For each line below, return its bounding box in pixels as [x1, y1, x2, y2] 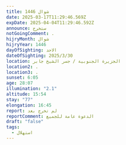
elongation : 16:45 [6, 102, 52, 108]
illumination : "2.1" [6, 86, 58, 92]
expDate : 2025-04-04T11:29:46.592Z [6, 20, 94, 25]
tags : [6, 124, 20, 130]
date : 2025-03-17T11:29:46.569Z [6, 14, 86, 20]
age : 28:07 [6, 80, 33, 86]
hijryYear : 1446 [6, 42, 46, 48]
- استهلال [11, 130, 33, 136]
